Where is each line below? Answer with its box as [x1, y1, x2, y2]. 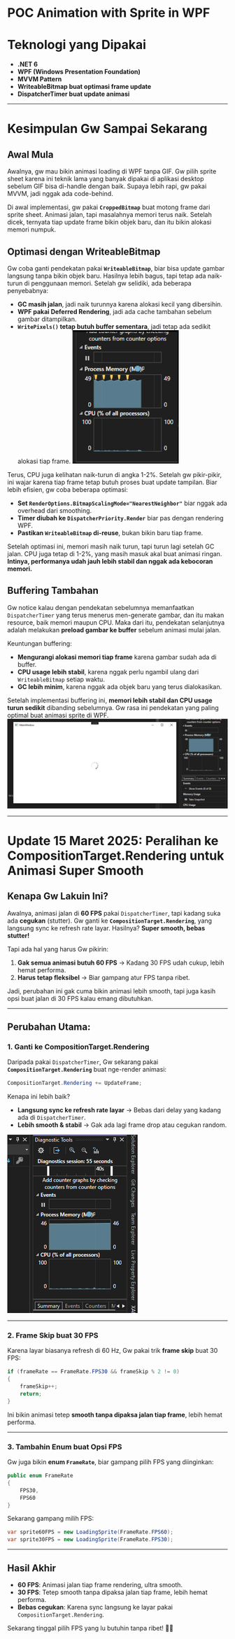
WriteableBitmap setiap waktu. [17, 675, 105, 683]
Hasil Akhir [7, 1562, 57, 1574]
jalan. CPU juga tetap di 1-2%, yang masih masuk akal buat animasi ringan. [7, 549, 222, 558]
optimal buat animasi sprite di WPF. [7, 711, 109, 719]
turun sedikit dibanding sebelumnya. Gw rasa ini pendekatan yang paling [7, 703, 219, 711]
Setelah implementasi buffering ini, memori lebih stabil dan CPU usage [7, 696, 213, 704]
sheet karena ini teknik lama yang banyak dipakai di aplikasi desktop [7, 175, 204, 183]
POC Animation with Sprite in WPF [7, 5, 211, 21]
